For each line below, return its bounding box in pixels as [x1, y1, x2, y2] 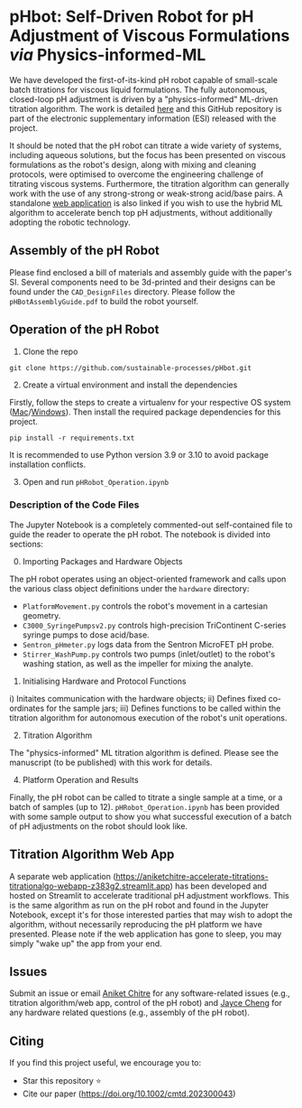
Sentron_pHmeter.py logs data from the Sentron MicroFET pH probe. [22, 638, 275, 649]
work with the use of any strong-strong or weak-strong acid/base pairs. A [9, 188, 284, 199]
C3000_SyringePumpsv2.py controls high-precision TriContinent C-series [22, 619, 287, 630]
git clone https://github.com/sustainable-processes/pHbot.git [9, 363, 252, 372]
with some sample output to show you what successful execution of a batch [9, 811, 292, 822]
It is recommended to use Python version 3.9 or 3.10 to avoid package [9, 449, 269, 460]
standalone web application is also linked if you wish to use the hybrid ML [9, 197, 283, 209]
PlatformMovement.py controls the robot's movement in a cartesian [22, 601, 269, 611]
